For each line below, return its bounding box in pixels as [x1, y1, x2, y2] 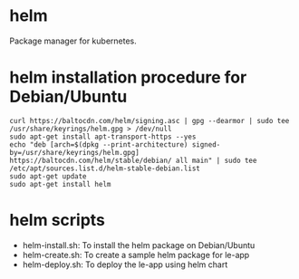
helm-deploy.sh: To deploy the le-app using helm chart [22, 259, 228, 270]
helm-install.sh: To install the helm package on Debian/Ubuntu [22, 239, 256, 250]
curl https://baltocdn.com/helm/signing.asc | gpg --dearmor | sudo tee [9, 116, 290, 125]
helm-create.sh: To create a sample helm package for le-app [22, 249, 250, 260]
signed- [191, 139, 221, 149]
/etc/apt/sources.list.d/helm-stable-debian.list [9, 164, 201, 173]
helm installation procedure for [9, 67, 247, 88]
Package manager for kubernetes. [9, 35, 138, 46]
